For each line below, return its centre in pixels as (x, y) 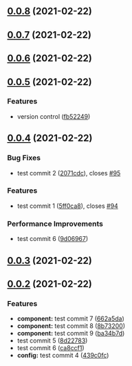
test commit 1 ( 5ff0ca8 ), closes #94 (67, 206)
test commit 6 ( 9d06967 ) (53, 239)
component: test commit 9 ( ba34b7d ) (71, 334)
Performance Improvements (55, 224)
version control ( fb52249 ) (54, 116)
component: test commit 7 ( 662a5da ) (71, 319)
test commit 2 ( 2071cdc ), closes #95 (69, 173)
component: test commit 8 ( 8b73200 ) (71, 326)
